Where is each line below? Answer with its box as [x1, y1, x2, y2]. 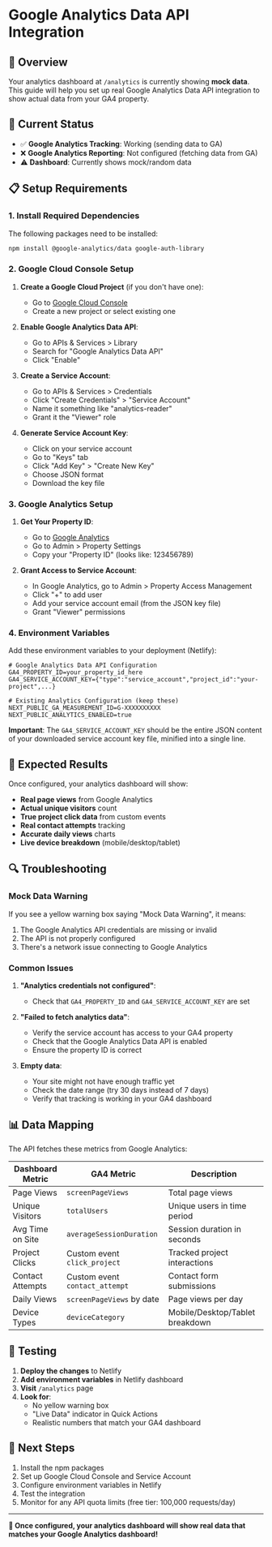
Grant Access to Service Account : [19, 565, 138, 575]
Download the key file [32, 478, 105, 488]
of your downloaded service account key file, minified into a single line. [8, 734, 246, 744]
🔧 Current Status [8, 118, 95, 131]
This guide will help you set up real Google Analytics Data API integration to [8, 85, 261, 95]
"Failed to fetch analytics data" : [19, 1012, 130, 1022]
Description [190, 1168, 237, 1180]
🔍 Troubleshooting [8, 862, 107, 876]
